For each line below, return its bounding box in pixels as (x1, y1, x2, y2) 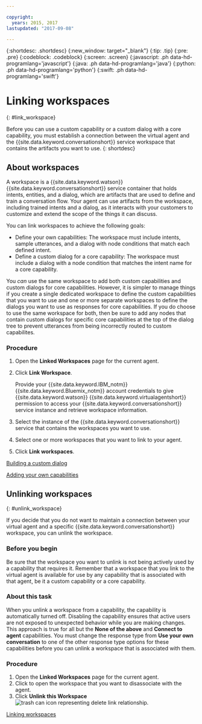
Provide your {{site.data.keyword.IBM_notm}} (14, 381, 128, 388)
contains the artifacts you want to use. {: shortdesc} (6, 145, 136, 152)
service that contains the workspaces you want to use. (14, 425, 151, 432)
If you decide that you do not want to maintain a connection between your (6, 516, 190, 524)
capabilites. (6, 329, 35, 336)
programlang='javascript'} (6, 60, 71, 67)
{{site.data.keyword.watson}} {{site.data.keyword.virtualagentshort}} (14, 393, 187, 401)
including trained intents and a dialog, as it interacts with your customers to (6, 204, 193, 211)
